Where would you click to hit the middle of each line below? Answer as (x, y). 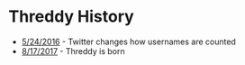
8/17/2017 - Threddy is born (73, 51)
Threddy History (71, 17)
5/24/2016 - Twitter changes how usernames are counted (128, 42)
